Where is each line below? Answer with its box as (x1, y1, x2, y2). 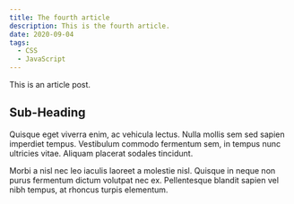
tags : (9, 38, 30, 47)
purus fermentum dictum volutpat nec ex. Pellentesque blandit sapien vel (9, 174, 280, 185)
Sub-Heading (9, 105, 86, 121)
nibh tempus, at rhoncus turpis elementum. (9, 184, 169, 195)
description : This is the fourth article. (9, 21, 170, 30)
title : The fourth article (9, 13, 110, 22)
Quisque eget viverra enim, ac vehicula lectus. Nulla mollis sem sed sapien (9, 129, 285, 140)
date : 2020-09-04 (9, 30, 74, 38)
